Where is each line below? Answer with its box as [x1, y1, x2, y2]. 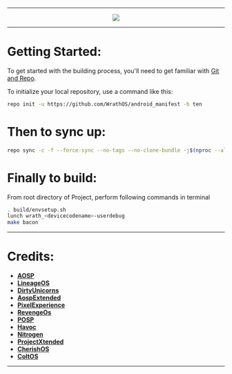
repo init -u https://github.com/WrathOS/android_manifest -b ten [7, 101, 202, 108]
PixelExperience [17, 301, 66, 309]
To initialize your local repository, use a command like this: [7, 87, 173, 95]
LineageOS [17, 279, 50, 287]
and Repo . [7, 74, 37, 82]
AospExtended [17, 294, 61, 302]
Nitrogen [17, 331, 43, 339]
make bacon [7, 219, 39, 226]
